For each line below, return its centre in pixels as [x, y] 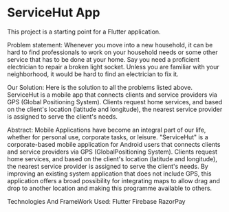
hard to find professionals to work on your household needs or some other [112, 52]
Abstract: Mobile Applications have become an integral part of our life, [107, 130]
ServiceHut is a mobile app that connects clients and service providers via [112, 95]
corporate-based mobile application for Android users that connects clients [114, 144]
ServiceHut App [54, 13]
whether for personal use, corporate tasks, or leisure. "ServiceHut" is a [108, 137]
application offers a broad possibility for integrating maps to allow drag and [113, 180]
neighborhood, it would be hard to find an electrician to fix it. [93, 74]
